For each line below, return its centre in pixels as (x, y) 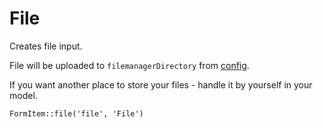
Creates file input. (46, 46)
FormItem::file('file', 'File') (76, 113)
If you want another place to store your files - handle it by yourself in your (161, 84)
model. (23, 95)
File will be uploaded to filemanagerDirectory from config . (129, 65)
